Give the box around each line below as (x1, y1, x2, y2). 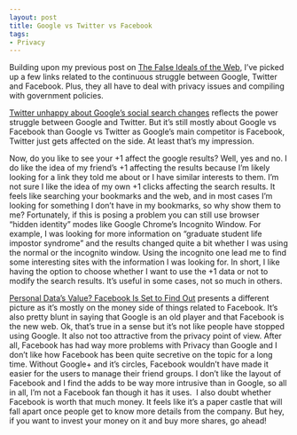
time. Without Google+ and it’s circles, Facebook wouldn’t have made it (9, 359, 269, 369)
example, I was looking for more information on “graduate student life (9, 228, 262, 240)
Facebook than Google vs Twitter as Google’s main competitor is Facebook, (9, 126, 285, 138)
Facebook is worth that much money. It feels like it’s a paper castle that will (9, 397, 283, 407)
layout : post (9, 12, 58, 22)
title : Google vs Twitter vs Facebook (9, 21, 152, 30)
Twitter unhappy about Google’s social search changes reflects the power (9, 107, 278, 118)
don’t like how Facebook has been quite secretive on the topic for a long (9, 350, 273, 360)
